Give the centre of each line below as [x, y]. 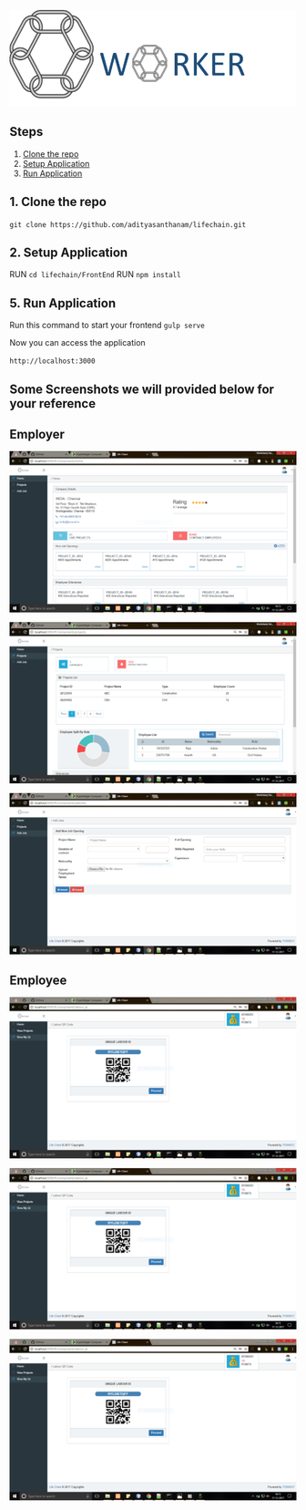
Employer [37, 434]
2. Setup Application [69, 253]
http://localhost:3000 [52, 361]
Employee [38, 980]
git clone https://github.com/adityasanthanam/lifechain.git [128, 224]
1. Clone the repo [58, 202]
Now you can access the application [77, 343]
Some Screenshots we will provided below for [142, 389]
